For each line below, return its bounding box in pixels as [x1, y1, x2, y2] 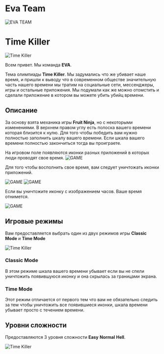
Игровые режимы [5, 217, 63, 225]
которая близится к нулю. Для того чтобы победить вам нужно [5, 130, 138, 135]
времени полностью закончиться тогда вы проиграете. [5, 140, 121, 146]
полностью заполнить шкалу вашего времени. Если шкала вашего [5, 135, 145, 141]
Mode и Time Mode [5, 235, 46, 241]
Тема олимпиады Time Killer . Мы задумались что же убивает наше [5, 71, 146, 77]
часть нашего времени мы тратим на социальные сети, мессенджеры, [5, 82, 155, 88]
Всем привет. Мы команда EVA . [5, 62, 72, 67]
